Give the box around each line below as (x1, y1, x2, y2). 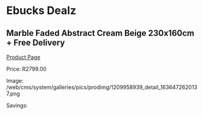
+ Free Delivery (6, 37, 65, 47)
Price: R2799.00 (6, 65, 47, 72)
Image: (6, 77, 24, 84)
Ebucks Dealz (6, 4, 77, 18)
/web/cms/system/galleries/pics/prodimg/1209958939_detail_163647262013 (6, 83, 198, 91)
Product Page (6, 54, 41, 61)
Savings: (6, 102, 28, 109)
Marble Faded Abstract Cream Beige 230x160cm (6, 28, 195, 38)
